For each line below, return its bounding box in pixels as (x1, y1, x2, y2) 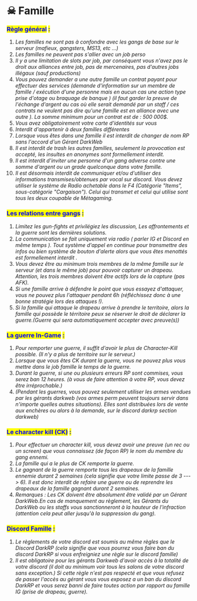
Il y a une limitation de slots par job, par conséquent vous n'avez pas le (15, 57, 188, 64)
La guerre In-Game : (6, 331, 65, 339)
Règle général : (6, 25, 50, 34)
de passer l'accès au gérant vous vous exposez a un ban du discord (15, 575, 181, 583)
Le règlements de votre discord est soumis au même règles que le (15, 538, 175, 545)
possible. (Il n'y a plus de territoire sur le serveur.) (15, 351, 135, 358)
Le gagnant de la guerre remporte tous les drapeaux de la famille (15, 466, 174, 473)
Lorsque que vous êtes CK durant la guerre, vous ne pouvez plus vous (15, 357, 186, 364)
